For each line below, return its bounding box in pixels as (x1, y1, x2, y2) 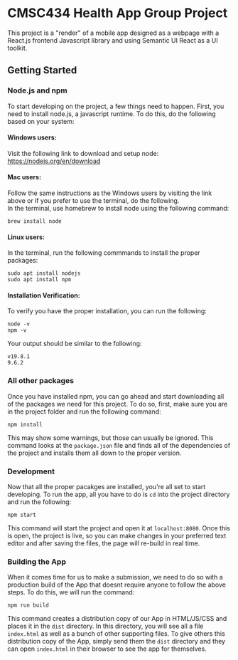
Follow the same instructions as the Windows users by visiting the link (7, 189, 212, 197)
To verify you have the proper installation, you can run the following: (7, 307, 207, 315)
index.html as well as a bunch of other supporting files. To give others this (7, 629, 225, 638)
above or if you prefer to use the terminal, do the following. (7, 197, 180, 205)
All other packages (7, 376, 75, 386)
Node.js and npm (7, 85, 67, 95)
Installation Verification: (7, 290, 80, 300)
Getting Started (7, 64, 77, 76)
